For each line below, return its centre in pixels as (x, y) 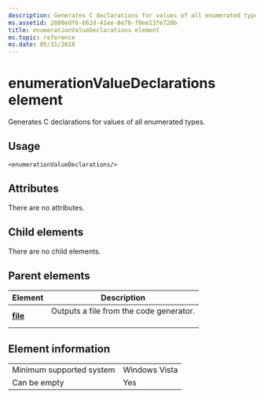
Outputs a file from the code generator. (123, 311)
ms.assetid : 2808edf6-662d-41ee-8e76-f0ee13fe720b (93, 23)
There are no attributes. (46, 207)
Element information (59, 349)
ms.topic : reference (42, 37)
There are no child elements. (55, 251)
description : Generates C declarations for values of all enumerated (125, 15)
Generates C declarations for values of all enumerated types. (107, 122)
